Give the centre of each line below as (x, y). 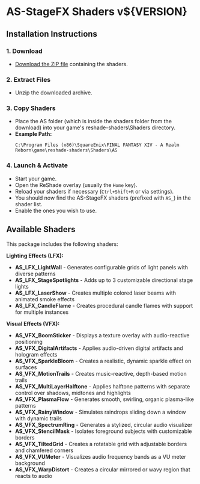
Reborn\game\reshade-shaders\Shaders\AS (66, 150)
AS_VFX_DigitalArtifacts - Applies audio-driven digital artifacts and (99, 348)
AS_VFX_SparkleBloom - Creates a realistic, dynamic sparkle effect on (103, 361)
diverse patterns (35, 274)
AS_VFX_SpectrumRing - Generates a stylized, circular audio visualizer (104, 424)
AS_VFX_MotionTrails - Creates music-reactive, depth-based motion (101, 373)
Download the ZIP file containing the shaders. (71, 64)
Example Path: (33, 134)
